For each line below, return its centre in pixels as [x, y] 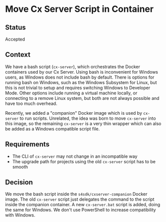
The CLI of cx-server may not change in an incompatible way [75, 156]
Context [18, 55]
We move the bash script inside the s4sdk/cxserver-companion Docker [76, 194]
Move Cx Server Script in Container [79, 9]
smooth [20, 167]
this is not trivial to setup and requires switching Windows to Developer [78, 88]
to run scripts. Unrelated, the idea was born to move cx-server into [88, 118]
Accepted [15, 39]
